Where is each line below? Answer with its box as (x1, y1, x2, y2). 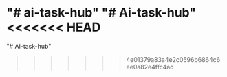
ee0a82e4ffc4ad (126, 63, 174, 71)
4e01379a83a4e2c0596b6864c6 (126, 55, 221, 63)
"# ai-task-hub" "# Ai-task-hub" (6, 5, 197, 21)
